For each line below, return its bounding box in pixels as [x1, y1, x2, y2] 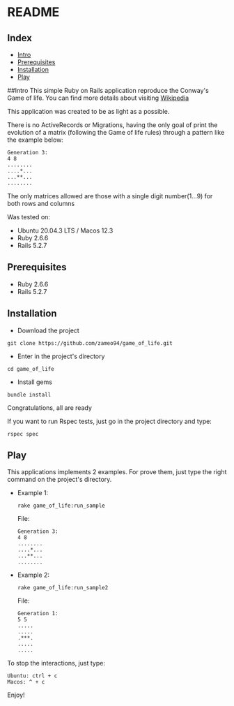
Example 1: [17, 489, 49, 497]
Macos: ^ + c [7, 679, 45, 686]
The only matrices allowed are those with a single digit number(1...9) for [7, 192, 213, 200]
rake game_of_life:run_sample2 [17, 584, 109, 591]
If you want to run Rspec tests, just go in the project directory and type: [7, 417, 212, 425]
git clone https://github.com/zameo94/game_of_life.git [7, 339, 173, 346]
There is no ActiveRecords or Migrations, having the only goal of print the [7, 121, 218, 129]
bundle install [7, 391, 52, 398]
